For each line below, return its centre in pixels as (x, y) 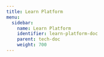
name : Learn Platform (44, 28)
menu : (13, 17)
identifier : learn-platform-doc (57, 34)
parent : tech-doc (39, 39)
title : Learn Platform (35, 12)
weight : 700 (32, 45)
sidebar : (23, 23)
